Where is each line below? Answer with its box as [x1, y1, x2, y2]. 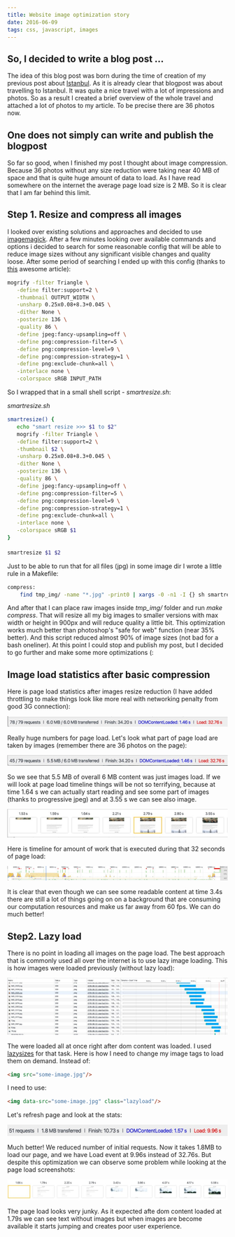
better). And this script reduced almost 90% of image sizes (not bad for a [7, 633, 219, 642]
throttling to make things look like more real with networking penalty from [7, 695, 219, 703]
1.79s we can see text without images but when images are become [7, 1215, 203, 1223]
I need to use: [7, 1083, 47, 1092]
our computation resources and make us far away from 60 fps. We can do [7, 903, 220, 911]
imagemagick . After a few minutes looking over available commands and [7, 235, 217, 243]
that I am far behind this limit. [7, 189, 91, 196]
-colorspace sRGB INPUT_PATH [16, 375, 101, 382]
